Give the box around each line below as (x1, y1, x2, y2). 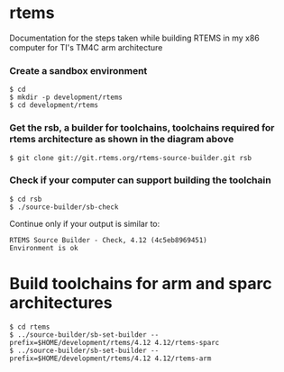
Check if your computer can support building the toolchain (9, 174, 272, 186)
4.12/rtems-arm (154, 354, 212, 363)
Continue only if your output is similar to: (9, 218, 160, 229)
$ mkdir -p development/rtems (9, 93, 124, 102)
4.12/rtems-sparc (154, 338, 220, 347)
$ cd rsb (9, 195, 42, 204)
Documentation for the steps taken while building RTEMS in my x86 (9, 32, 260, 43)
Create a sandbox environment (9, 64, 148, 77)
